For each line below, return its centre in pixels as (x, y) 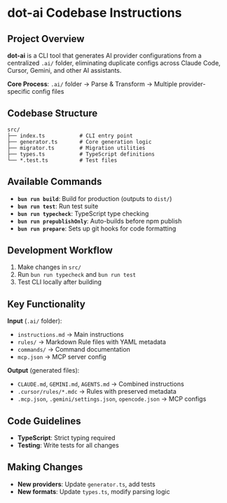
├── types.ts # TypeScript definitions (81, 154)
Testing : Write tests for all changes (68, 446)
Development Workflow (60, 250)
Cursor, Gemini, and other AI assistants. (64, 70)
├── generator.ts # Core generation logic (80, 142)
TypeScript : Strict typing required (66, 438)
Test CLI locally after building (59, 282)
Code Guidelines (44, 421)
